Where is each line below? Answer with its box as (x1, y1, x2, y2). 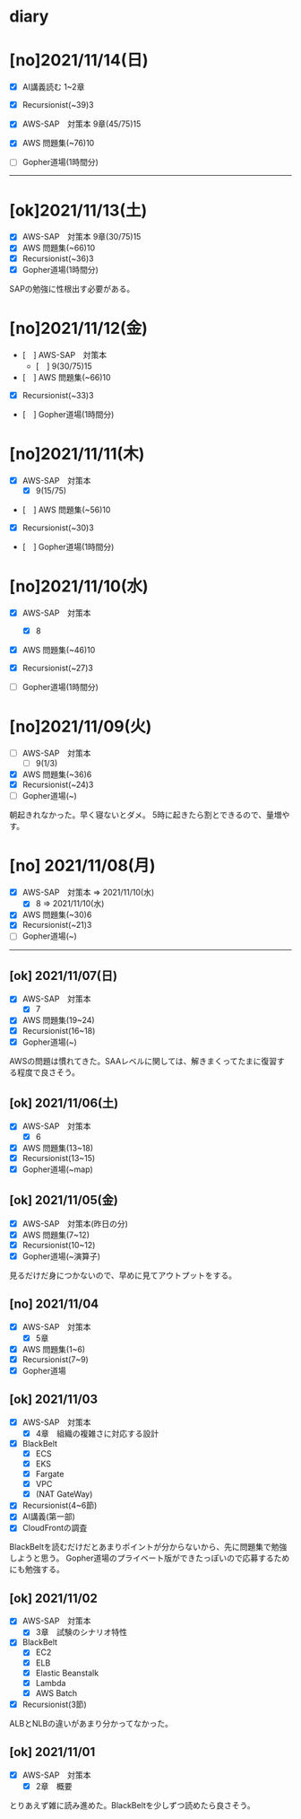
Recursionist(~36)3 (21, 253, 94, 264)
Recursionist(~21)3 (21, 920, 92, 931)
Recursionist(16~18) (21, 1025, 96, 1036)
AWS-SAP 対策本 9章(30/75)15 (21, 232, 142, 242)
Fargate (35, 1469, 64, 1480)
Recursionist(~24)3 (21, 779, 94, 791)
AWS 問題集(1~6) (21, 1343, 86, 1354)
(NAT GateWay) (35, 1489, 93, 1500)
